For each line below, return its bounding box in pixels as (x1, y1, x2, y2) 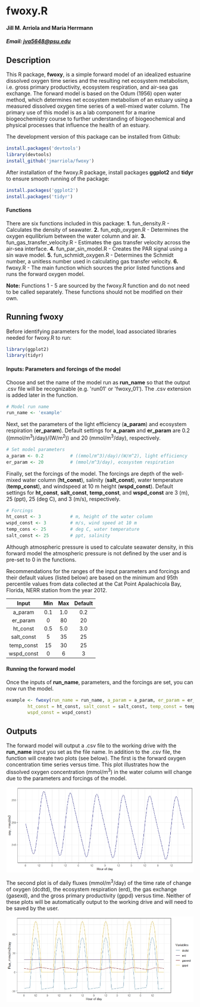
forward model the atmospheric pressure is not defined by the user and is (6, 549, 187, 557)
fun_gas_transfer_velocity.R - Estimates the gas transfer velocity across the (6, 238, 190, 245)
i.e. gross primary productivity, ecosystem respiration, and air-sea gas (6, 83, 179, 91)
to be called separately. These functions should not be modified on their (6, 288, 183, 296)
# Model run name (6, 403, 49, 409)
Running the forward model (6, 666, 76, 673)
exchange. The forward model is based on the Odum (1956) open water (6, 90, 182, 97)
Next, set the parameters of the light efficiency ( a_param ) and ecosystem (6, 421, 187, 428)
